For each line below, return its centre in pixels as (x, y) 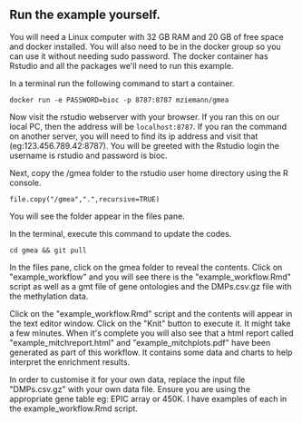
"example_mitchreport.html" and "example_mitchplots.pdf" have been (140, 342)
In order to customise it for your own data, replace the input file (127, 379)
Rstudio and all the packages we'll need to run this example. (122, 65)
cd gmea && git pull (49, 250)
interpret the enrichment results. (70, 361)
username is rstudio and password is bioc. (88, 155)
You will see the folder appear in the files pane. (97, 216)
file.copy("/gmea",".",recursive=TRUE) (85, 199)
